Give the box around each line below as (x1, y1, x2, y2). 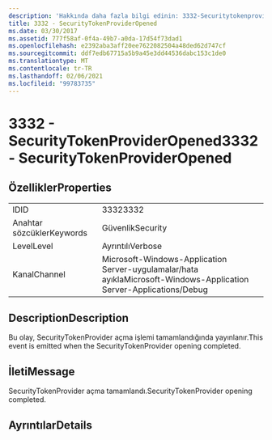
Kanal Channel (12, 269, 66, 280)
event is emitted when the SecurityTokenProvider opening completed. (8, 341, 241, 351)
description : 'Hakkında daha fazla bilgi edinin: (8, 11, 180, 20)
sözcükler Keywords (12, 227, 87, 239)
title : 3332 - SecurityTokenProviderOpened (8, 19, 158, 27)
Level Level (12, 240, 53, 252)
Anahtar (12, 217, 43, 228)
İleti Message (8, 365, 75, 379)
